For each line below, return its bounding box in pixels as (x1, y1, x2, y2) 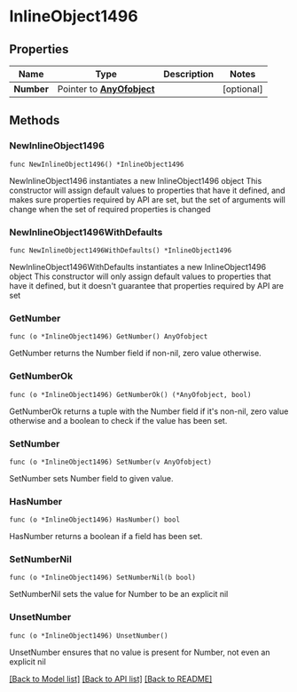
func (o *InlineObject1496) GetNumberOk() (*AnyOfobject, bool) (9, 390, 252, 399)
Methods (9, 113, 60, 128)
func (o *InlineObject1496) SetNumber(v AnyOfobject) (9, 457, 213, 466)
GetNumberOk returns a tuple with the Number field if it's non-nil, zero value (9, 406, 289, 417)
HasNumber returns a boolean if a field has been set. (9, 531, 203, 542)
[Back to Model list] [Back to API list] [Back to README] (9, 673, 213, 684)
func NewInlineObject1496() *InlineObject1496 (9, 160, 184, 169)
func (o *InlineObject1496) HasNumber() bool (9, 515, 180, 525)
